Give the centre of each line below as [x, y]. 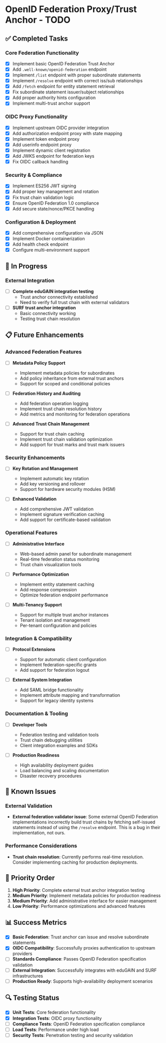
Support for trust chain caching [52, 434]
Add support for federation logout [54, 670]
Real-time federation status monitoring [59, 559]
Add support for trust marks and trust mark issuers [72, 444]
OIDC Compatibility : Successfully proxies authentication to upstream [84, 948]
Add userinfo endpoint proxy [42, 145]
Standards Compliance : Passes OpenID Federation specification [79, 959]
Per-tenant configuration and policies [58, 625]
